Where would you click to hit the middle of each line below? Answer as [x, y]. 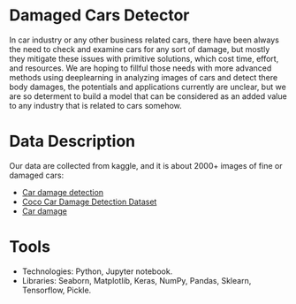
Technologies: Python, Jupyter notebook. [97, 271]
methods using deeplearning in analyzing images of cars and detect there [144, 77]
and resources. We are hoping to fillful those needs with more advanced [140, 68]
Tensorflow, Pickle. [57, 290]
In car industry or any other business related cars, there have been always [144, 40]
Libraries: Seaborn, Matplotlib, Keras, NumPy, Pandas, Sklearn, [137, 280]
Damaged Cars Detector [99, 15]
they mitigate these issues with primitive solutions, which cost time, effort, [144, 58]
